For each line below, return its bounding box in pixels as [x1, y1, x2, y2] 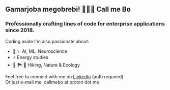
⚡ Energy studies [12, 54, 48, 60]
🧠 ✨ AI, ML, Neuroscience [12, 48, 68, 54]
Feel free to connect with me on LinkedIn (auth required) [5, 73, 124, 79]
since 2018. [5, 26, 35, 34]
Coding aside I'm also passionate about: [5, 38, 90, 44]
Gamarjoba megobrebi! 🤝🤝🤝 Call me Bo [5, 5, 131, 14]
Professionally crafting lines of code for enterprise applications [5, 20, 165, 27]
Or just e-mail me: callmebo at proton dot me [5, 79, 99, 85]
